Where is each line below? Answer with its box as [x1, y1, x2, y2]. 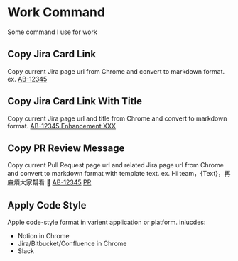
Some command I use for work [7, 28, 97, 36]
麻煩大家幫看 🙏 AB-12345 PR [7, 178, 92, 187]
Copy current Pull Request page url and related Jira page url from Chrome [7, 161, 224, 170]
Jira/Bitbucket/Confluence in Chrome [17, 239, 127, 248]
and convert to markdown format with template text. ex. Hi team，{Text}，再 [7, 170, 231, 178]
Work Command [7, 4, 105, 21]
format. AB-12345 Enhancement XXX [7, 121, 116, 130]
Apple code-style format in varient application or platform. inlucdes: [7, 218, 206, 227]
